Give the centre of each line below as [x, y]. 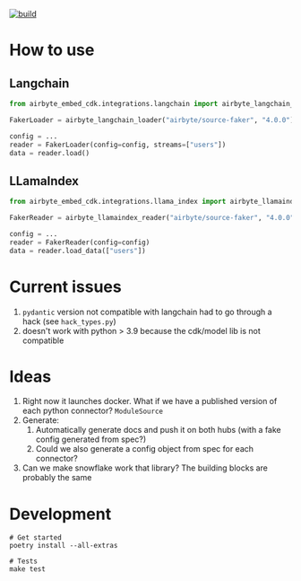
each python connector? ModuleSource [93, 411]
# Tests [24, 561]
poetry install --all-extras [64, 546]
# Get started [36, 538]
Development [60, 514]
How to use [52, 50]
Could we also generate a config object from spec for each [144, 449]
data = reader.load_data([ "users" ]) [77, 251]
